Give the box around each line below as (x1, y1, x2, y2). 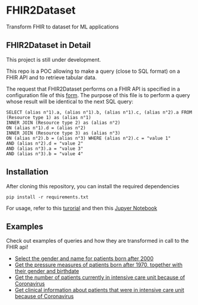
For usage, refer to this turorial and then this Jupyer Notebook (6, 204, 158, 211)
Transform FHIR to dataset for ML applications (6, 23, 119, 30)
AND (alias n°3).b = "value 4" (6, 150, 84, 157)
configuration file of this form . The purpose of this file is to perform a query (6, 91, 190, 98)
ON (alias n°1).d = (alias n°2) (6, 125, 86, 131)
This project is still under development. (6, 56, 101, 63)
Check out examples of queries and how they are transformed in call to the (6, 237, 189, 245)
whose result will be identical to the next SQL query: (6, 98, 133, 105)
